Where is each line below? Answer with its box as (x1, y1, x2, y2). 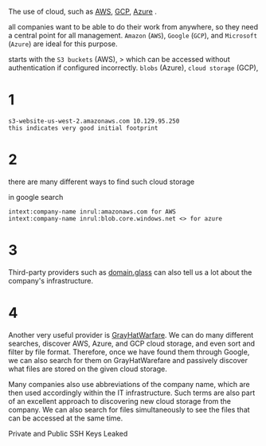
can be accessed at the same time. (8, 413, 123, 423)
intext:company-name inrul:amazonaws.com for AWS (8, 207, 177, 216)
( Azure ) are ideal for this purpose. (8, 39, 118, 49)
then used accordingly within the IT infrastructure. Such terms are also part (8, 388, 256, 397)
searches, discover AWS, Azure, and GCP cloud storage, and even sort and (8, 338, 256, 348)
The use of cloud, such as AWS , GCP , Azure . (8, 7, 157, 16)
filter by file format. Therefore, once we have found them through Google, (8, 346, 250, 357)
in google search (8, 192, 64, 201)
